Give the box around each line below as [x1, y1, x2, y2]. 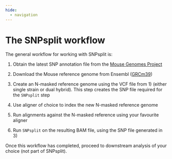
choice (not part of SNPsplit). [5, 148, 67, 154]
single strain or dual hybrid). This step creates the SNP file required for [12, 87, 163, 93]
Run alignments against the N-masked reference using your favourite [12, 112, 159, 118]
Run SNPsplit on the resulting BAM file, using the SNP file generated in [12, 127, 163, 133]
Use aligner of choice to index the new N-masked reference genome [12, 102, 158, 108]
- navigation [10, 12, 38, 17]
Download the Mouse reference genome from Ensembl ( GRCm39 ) [12, 71, 153, 77]
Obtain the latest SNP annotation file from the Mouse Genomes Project [12, 61, 163, 67]
